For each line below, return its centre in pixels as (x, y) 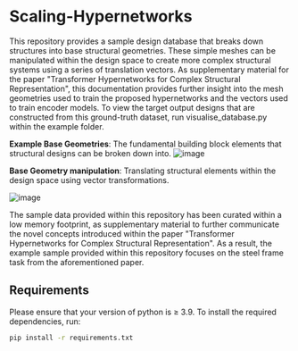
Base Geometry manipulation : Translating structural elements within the (143, 171)
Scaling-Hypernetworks (101, 17)
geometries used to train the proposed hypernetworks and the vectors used (149, 98)
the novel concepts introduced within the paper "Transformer (122, 233)
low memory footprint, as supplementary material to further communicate (144, 224)
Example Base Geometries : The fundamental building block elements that (146, 144)
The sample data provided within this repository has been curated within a (146, 214)
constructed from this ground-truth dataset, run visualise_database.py (138, 117)
